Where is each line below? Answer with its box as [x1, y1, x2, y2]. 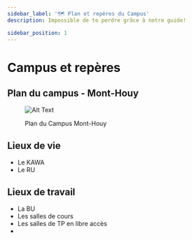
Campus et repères [7, 59, 121, 76]
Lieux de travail [7, 186, 76, 198]
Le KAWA [17, 158, 45, 167]
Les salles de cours [17, 212, 74, 220]
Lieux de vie [7, 139, 61, 151]
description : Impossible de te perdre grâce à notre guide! [7, 17, 187, 24]
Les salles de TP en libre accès [17, 220, 107, 227]
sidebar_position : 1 [7, 29, 68, 36]
